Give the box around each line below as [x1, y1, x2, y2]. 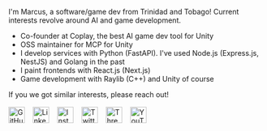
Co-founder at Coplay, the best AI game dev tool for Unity [19, 32, 214, 40]
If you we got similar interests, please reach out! [8, 90, 169, 99]
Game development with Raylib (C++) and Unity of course [19, 74, 215, 83]
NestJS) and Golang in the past [19, 57, 126, 66]
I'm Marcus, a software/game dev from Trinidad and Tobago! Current [8, 7, 239, 16]
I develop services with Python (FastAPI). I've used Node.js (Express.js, [19, 49, 260, 57]
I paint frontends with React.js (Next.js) [19, 65, 151, 75]
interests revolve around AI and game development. [8, 15, 181, 25]
